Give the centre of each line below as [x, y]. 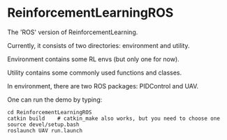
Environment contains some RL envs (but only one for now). [93, 59]
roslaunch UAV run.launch [45, 130]
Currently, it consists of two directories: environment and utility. [98, 45]
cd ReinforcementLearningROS [50, 112]
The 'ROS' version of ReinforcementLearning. [73, 32]
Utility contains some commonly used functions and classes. [95, 72]
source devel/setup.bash [43, 124]
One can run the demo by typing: [55, 100]
